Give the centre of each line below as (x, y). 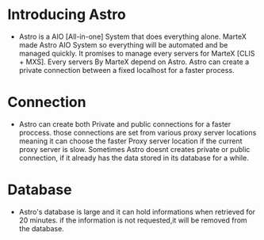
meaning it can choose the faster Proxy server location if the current (130, 141)
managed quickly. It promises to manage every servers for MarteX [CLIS (137, 53)
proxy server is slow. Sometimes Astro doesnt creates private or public (134, 149)
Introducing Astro (67, 15)
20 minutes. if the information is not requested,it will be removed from (133, 220)
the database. (41, 228)
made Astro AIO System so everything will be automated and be (123, 44)
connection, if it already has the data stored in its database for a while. (134, 158)
